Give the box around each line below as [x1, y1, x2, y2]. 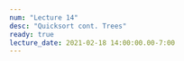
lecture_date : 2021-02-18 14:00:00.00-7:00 [9, 38, 176, 48]
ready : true [9, 30, 54, 39]
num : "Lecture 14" [9, 13, 78, 22]
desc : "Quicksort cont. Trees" [9, 22, 127, 30]
